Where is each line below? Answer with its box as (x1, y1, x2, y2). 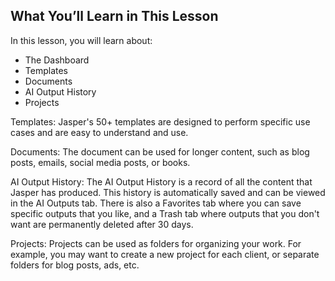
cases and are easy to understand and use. (10, 126, 189, 138)
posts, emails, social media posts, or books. (10, 156, 191, 168)
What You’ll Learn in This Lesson (10, 8, 219, 25)
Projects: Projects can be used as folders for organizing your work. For (10, 237, 302, 249)
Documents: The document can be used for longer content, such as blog (10, 145, 310, 158)
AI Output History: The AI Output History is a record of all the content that (10, 175, 313, 188)
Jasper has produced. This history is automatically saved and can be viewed (10, 186, 326, 198)
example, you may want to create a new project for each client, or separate (10, 248, 320, 260)
